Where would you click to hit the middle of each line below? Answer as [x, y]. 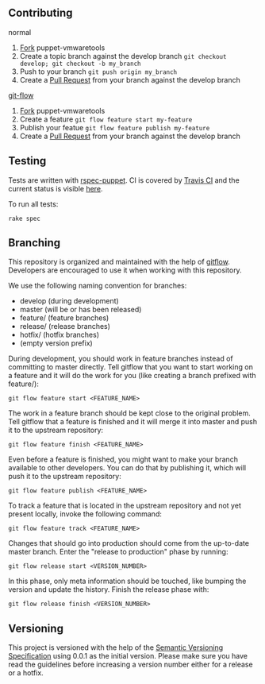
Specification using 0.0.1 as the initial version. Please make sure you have [128, 656]
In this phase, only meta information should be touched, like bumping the [127, 581]
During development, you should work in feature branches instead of [121, 359]
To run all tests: [33, 204]
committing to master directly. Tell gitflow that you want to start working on [131, 367]
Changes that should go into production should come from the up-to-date [129, 543]
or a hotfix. [26, 673]
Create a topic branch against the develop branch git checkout [123, 56]
